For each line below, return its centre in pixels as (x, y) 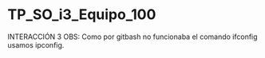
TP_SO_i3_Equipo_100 (82, 15)
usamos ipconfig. (36, 44)
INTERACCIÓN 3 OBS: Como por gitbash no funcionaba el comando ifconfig (132, 37)
